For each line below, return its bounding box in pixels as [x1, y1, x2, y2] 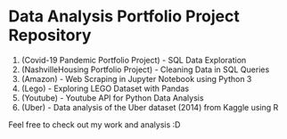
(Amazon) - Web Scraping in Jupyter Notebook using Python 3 [20, 73, 252, 84]
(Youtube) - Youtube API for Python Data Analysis [20, 92, 204, 103]
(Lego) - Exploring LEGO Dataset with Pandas [20, 83, 189, 94]
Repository [8, 25, 92, 45]
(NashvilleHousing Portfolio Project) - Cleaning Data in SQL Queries [20, 64, 270, 75]
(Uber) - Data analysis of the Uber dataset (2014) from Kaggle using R [20, 102, 279, 112]
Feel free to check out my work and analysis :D [8, 119, 181, 130]
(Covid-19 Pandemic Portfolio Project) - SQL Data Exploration [20, 54, 247, 65]
